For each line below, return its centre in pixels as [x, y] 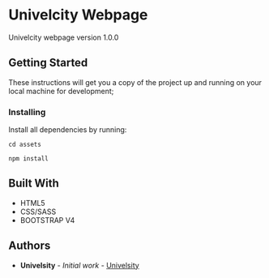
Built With [34, 184]
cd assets [25, 145]
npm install [28, 159]
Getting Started [48, 63]
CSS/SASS [38, 212]
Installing [27, 112]
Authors [30, 246]
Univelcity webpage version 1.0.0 [64, 37]
